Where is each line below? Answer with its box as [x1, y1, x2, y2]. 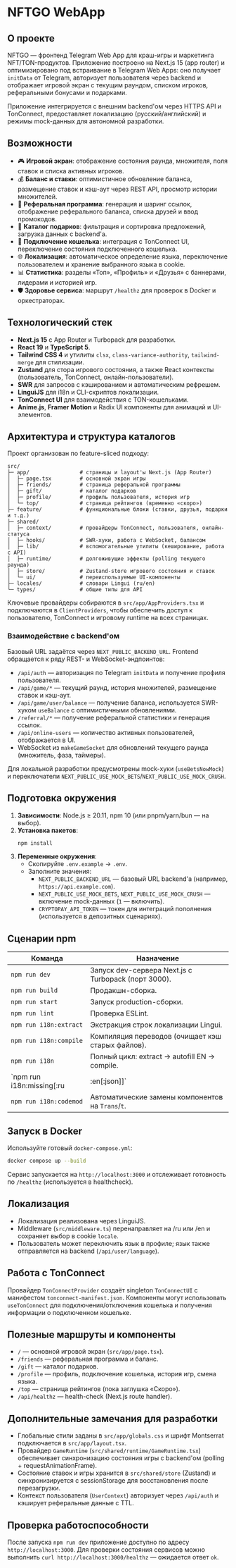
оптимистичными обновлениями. [76, 705, 177, 714]
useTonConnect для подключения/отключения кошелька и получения [7, 1301, 213, 1309]
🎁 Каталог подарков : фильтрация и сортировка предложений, [17, 222, 206, 230]
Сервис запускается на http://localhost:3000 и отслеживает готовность [7, 1170, 227, 1178]
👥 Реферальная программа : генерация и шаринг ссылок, [17, 199, 192, 208]
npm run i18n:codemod [11, 1097, 83, 1106]
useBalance [37, 707, 70, 714]
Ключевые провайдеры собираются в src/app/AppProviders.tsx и [7, 598, 204, 607]
